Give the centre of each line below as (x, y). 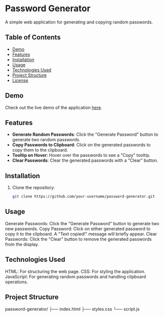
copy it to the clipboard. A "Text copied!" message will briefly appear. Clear (81, 234)
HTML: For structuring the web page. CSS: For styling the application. (75, 271)
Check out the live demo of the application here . (54, 107)
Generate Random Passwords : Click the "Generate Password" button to (85, 134)
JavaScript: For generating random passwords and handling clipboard (76, 276)
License (20, 80)
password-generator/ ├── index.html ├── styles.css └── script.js (72, 309)
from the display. (22, 244)
